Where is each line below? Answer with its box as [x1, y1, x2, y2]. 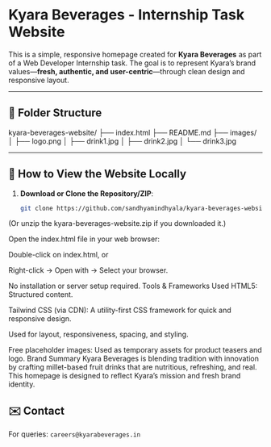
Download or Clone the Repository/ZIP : [19, 188, 154, 198]
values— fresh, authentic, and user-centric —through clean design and [8, 66, 245, 76]
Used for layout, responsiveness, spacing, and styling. [8, 329, 189, 340]
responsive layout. [8, 75, 70, 85]
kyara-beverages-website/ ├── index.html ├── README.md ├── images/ [8, 127, 257, 137]
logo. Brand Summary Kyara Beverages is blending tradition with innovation [8, 353, 260, 364]
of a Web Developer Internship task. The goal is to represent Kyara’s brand [8, 58, 256, 68]
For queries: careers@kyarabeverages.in [8, 429, 141, 439]
